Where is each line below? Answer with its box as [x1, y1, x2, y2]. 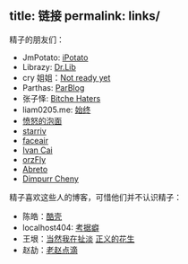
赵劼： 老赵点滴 [21, 244, 78, 255]
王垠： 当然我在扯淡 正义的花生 [21, 233, 135, 244]
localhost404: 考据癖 [21, 222, 100, 233]
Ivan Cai [21, 145, 53, 155]
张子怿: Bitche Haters [21, 92, 101, 103]
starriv [21, 125, 47, 136]
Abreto [21, 163, 48, 174]
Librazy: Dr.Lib [21, 61, 76, 72]
